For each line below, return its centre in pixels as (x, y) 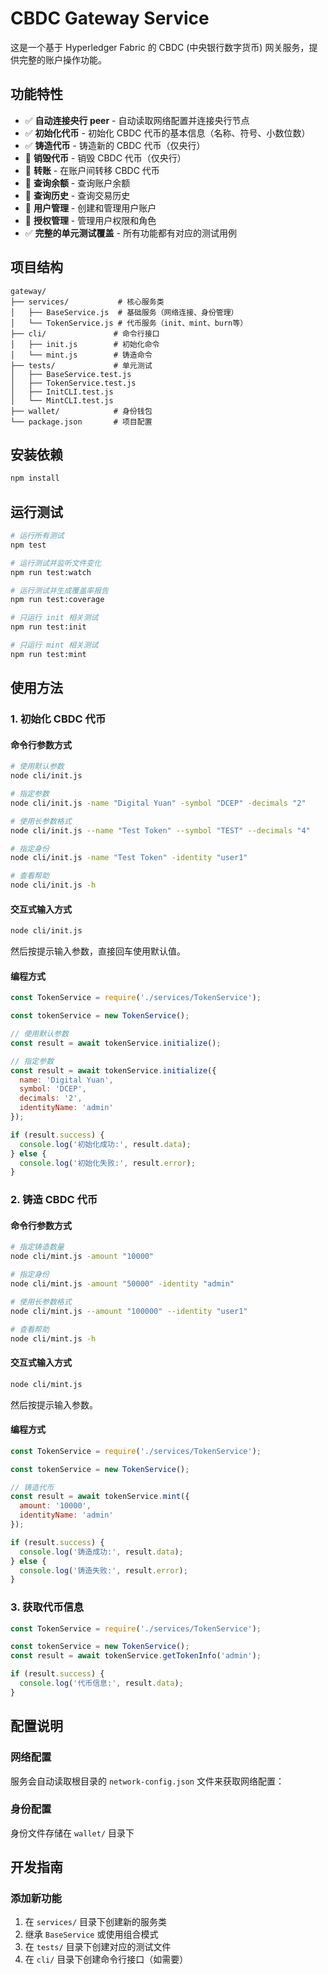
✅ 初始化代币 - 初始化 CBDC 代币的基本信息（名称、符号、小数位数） (167, 133)
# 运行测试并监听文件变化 (56, 563)
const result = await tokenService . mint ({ (100, 1497)
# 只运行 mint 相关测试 (54, 645)
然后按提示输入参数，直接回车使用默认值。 (98, 951)
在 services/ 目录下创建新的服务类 (96, 1922)
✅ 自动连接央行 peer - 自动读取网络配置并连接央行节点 (137, 120)
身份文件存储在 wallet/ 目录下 (72, 1833)
